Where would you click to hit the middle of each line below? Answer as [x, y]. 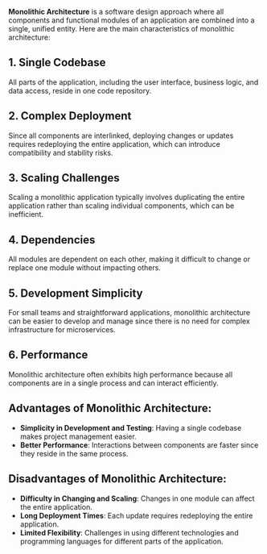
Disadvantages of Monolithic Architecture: [117, 479]
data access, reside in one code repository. [80, 90]
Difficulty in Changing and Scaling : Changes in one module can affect [137, 498]
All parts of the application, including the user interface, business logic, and [133, 82]
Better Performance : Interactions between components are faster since [139, 445]
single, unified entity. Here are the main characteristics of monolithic [121, 29]
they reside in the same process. [74, 453]
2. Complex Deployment [70, 116]
